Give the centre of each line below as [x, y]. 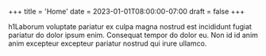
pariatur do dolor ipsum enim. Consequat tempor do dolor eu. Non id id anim [133, 35]
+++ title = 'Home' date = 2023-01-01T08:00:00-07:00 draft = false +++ [127, 11]
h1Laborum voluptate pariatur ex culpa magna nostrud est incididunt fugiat [130, 26]
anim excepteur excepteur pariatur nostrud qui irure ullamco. [108, 43]
